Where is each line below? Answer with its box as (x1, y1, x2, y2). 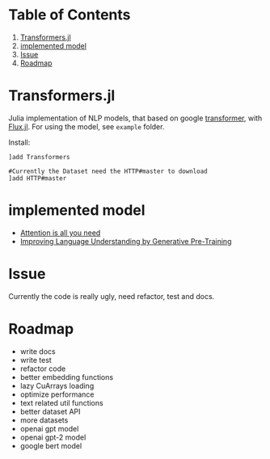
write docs (19, 346, 56, 356)
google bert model (19, 440, 82, 450)
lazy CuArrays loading (19, 381, 95, 390)
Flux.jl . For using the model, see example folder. (8, 121, 165, 131)
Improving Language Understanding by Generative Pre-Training (19, 236, 232, 246)
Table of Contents (8, 6, 131, 24)
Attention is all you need (19, 228, 101, 238)
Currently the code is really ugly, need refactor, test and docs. (8, 291, 215, 301)
